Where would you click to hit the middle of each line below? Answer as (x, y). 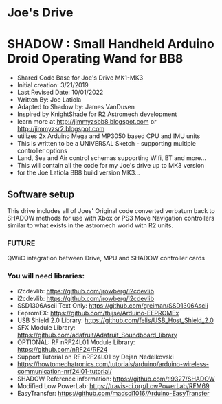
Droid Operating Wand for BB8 (95, 59)
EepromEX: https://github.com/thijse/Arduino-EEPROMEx (98, 313)
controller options (42, 151)
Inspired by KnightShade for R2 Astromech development (97, 114)
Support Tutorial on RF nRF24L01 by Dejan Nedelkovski (95, 357)
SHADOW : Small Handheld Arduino (111, 44)
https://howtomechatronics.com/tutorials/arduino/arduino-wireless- (113, 364)
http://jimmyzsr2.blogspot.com (61, 129)
